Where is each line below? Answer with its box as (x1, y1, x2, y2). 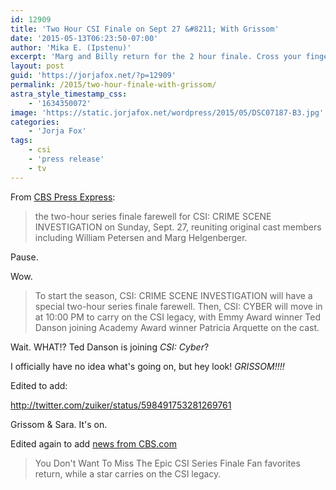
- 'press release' (28, 154, 105, 164)
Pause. (10, 251, 39, 263)
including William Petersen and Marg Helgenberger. (34, 231, 248, 243)
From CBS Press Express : (10, 191, 116, 203)
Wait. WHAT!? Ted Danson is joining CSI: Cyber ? (10, 341, 210, 353)
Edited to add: (10, 379, 68, 391)
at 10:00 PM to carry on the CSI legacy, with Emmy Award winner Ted (34, 311, 322, 323)
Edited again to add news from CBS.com (10, 437, 177, 450)
